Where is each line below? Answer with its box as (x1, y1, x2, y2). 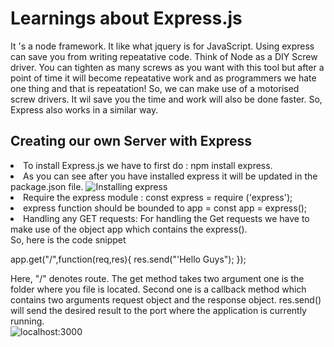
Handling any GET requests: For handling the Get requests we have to (23, 212, 310, 224)
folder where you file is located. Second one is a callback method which (10, 283, 307, 295)
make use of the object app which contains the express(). (10, 223, 248, 235)
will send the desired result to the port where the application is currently (10, 304, 307, 316)
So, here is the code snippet (10, 233, 127, 246)
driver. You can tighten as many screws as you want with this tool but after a (10, 61, 325, 73)
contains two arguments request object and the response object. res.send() (10, 293, 322, 306)
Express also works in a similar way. (10, 103, 159, 116)
